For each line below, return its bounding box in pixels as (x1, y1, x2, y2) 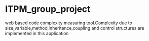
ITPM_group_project (5, 3, 91, 15)
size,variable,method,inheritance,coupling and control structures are (5, 25, 145, 31)
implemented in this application (5, 30, 69, 36)
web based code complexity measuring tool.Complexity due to (5, 20, 132, 26)
